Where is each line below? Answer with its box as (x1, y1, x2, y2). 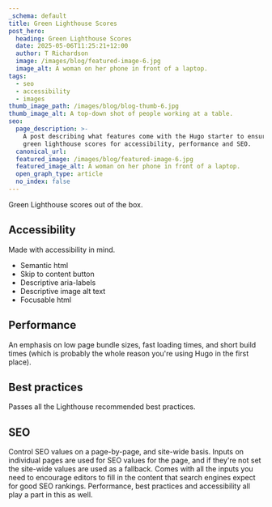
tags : (8, 72, 27, 80)
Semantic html (19, 260, 69, 270)
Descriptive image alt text (19, 286, 106, 296)
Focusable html (19, 295, 72, 305)
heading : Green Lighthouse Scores (15, 34, 132, 43)
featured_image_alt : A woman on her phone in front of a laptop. (15, 163, 241, 171)
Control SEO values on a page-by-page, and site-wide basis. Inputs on (8, 447, 244, 457)
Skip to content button (19, 269, 95, 279)
